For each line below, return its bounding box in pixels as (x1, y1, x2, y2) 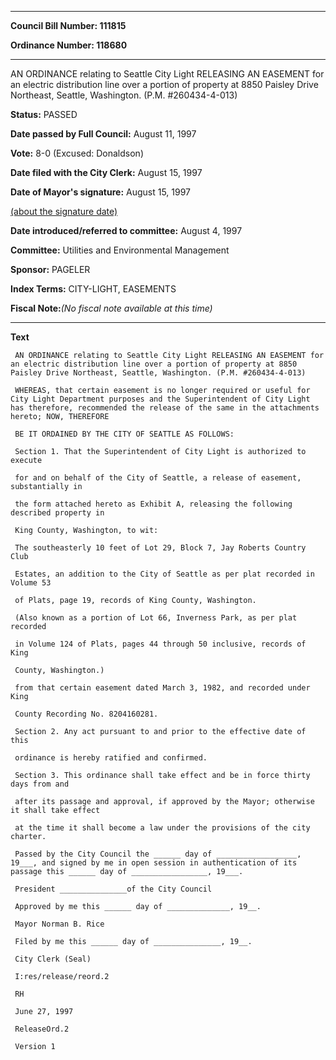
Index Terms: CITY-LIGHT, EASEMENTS (10, 283, 177, 295)
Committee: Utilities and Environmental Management (10, 244, 230, 256)
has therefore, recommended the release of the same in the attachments (10, 403, 320, 413)
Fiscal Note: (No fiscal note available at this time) (10, 302, 213, 314)
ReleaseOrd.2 (14, 1024, 70, 1034)
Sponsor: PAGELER (10, 264, 91, 275)
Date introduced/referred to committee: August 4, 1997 (10, 225, 243, 236)
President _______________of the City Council (14, 884, 213, 894)
